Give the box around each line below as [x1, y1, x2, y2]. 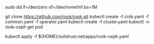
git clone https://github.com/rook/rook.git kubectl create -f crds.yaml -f [5, 14, 149, 19]
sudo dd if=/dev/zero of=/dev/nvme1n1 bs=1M [5, 4, 98, 10]
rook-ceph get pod [5, 24, 43, 30]
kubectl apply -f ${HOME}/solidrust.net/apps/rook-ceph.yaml [5, 34, 129, 39]
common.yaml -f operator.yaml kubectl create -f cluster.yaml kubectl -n [5, 19, 150, 24]
